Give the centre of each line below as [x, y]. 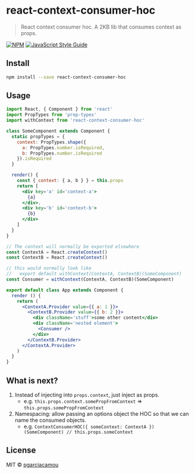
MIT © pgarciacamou [32, 464]
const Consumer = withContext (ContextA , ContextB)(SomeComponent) [90, 280]
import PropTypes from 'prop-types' [51, 115]
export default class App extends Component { [65, 290]
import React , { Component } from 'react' [59, 109]
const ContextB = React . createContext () [57, 258]
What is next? [32, 380]
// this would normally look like [49, 268]
